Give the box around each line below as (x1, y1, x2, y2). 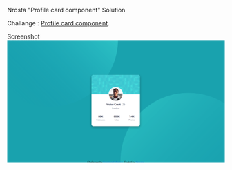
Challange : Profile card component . (7, 19, 110, 27)
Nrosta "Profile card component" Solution (7, 6, 126, 14)
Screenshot (7, 32, 40, 41)
